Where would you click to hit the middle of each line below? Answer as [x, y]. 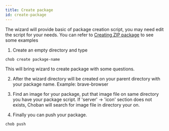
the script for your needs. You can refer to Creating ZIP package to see [79, 35]
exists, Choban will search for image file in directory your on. [76, 104]
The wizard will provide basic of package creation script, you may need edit [84, 29]
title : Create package [29, 10]
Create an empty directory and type [50, 50]
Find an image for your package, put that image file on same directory [86, 94]
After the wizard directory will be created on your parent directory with [87, 78]
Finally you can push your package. [50, 115]
